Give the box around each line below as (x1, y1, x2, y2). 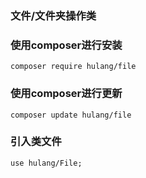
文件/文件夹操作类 (10, 8, 97, 22)
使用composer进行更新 (10, 87, 123, 101)
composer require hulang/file (10, 62, 137, 72)
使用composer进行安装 (10, 38, 123, 52)
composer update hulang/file (10, 110, 132, 120)
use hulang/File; (10, 158, 83, 168)
